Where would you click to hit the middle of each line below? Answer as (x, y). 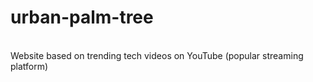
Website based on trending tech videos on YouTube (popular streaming (157, 55)
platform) (29, 66)
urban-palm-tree (82, 17)
